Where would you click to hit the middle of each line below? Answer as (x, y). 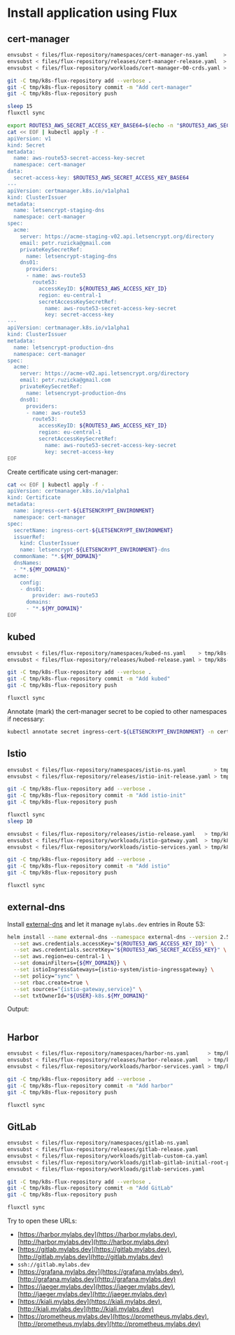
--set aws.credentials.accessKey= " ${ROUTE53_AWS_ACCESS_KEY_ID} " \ (114, 943)
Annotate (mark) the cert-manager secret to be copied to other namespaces (117, 711)
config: (31, 583)
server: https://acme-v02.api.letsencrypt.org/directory (105, 373)
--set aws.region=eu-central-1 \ (62, 957)
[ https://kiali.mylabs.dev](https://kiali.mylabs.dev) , (90, 1302)
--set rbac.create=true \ (51, 983)
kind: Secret (26, 145)
